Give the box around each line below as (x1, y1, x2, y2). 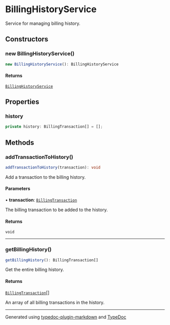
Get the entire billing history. (5, 267, 64, 273)
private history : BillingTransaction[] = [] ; (5, 124, 103, 130)
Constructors (5, 35, 49, 44)
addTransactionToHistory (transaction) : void (5, 165, 101, 170)
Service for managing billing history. (5, 20, 80, 26)
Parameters (5, 186, 30, 192)
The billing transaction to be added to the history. (5, 207, 108, 213)
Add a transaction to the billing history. (5, 174, 86, 180)
